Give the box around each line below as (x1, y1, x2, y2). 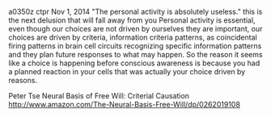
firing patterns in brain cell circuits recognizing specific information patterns (8, 41, 262, 51)
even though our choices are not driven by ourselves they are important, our (8, 24, 263, 33)
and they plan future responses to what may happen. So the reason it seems (8, 50, 263, 59)
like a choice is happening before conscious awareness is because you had (8, 58, 260, 68)
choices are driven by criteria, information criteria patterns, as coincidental (8, 32, 257, 42)
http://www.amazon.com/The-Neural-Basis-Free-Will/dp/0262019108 (8, 100, 241, 109)
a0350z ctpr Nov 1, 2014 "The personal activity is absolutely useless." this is (8, 7, 263, 16)
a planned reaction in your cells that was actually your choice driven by (8, 67, 246, 76)
